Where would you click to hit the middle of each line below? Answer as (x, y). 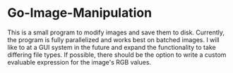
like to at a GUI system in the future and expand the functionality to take (112, 47)
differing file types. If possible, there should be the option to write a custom (117, 55)
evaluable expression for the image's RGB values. (79, 62)
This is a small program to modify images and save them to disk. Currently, (116, 32)
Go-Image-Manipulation (80, 13)
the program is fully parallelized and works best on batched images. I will (114, 39)
